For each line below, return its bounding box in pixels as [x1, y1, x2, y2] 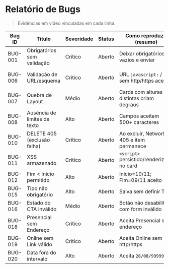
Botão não [119, 199, 143, 206]
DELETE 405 [27, 130, 57, 137]
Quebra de [27, 92, 52, 99]
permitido [27, 176, 50, 183]
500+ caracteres [119, 118, 159, 125]
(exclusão [27, 136, 50, 143]
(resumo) [135, 38, 157, 45]
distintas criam [119, 95, 154, 102]
